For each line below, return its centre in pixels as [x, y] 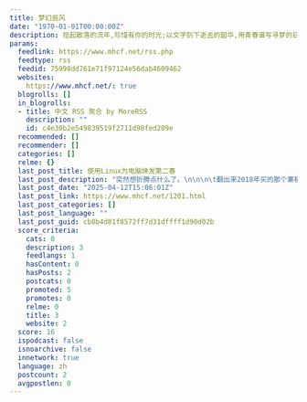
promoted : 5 [48, 290]
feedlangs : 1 [51, 256]
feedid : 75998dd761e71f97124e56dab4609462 [100, 69]
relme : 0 [42, 307]
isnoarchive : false [55, 349]
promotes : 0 [48, 298]
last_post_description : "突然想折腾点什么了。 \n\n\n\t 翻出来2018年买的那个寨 [156, 179]
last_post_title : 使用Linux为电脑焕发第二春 [97, 171]
